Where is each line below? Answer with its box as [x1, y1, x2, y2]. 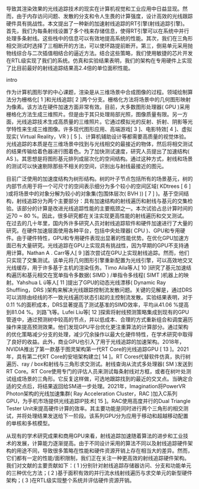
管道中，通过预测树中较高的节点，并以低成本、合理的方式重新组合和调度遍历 [6, 316, 193, 323]
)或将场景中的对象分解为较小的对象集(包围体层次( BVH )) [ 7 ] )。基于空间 [6, 190, 184, 197]
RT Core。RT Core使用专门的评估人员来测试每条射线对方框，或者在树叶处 [6, 368, 187, 375]
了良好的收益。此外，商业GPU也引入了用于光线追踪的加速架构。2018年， [6, 338, 185, 345]
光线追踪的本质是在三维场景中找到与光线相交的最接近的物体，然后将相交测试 [6, 140, 193, 147]
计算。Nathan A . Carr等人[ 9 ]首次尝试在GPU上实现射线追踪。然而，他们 [11, 250, 190, 256]
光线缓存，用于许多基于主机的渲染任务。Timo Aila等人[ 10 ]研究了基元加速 [6, 264, 187, 271]
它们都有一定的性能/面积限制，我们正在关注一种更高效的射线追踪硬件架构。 [6, 455, 190, 461]
